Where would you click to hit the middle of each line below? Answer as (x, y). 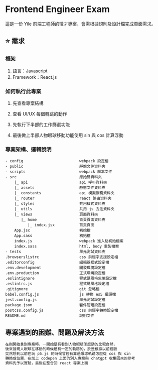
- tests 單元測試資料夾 (55, 252)
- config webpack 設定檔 (57, 161)
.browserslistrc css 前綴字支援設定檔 (62, 257)
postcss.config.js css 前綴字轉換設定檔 (62, 311)
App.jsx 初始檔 (52, 230)
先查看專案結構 (28, 103)
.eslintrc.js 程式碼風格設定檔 (57, 284)
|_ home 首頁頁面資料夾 (63, 220)
